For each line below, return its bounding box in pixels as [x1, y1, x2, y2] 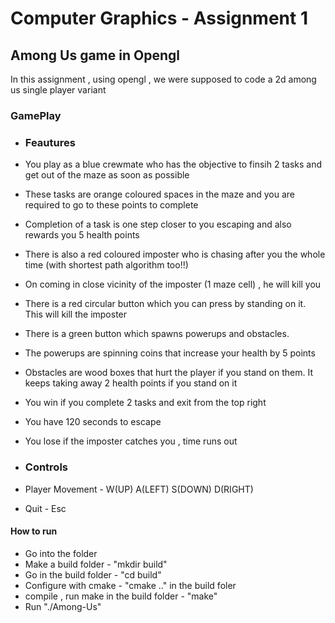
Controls [24, 460, 68, 474]
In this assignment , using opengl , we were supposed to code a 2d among [10, 73, 317, 85]
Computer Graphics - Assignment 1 [10, 7, 308, 30]
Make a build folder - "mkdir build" [24, 558, 168, 570]
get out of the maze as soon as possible [24, 169, 190, 181]
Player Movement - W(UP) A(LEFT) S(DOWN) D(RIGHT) [24, 483, 254, 495]
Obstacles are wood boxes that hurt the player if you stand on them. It [24, 367, 313, 379]
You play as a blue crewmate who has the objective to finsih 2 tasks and [24, 158, 323, 171]
